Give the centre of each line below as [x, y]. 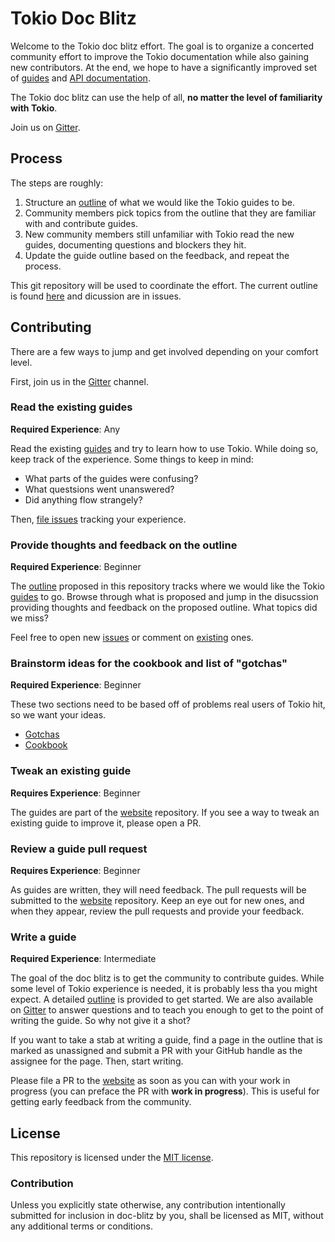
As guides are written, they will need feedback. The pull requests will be [158, 890]
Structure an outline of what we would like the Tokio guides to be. [159, 202]
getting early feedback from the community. [101, 1102]
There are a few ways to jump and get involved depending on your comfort [164, 351]
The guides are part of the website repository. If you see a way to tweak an [165, 812]
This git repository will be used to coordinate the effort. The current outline [164, 285]
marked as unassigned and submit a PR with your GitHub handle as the [156, 1051]
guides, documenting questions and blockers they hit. [135, 244]
